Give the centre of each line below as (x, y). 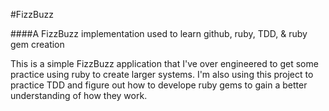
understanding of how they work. (79, 95)
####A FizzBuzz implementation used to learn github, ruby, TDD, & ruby (159, 33)
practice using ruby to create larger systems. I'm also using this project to (162, 74)
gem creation (37, 44)
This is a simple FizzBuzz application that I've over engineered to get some (164, 63)
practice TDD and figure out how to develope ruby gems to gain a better (159, 85)
